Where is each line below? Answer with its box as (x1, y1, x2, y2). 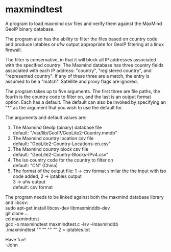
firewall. (5, 47, 22, 53)
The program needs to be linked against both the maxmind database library (5, 194, 164, 200)
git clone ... (5, 210, 29, 216)
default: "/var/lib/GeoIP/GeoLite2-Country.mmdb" (12, 129, 117, 136)
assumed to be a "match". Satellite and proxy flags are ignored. (5, 78, 138, 84)
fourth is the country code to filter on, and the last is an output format (5, 94, 152, 100)
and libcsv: (5, 199, 29, 205)
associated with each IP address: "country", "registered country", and (5, 67, 152, 74)
